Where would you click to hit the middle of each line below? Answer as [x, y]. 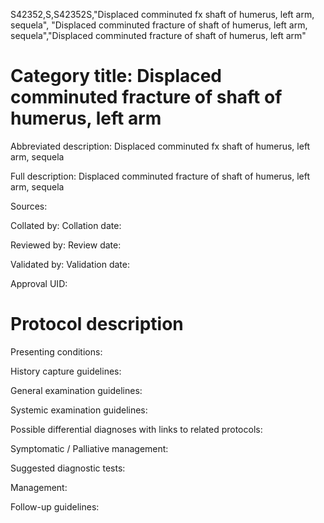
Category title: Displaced [116, 76]
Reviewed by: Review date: [66, 245]
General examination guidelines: [76, 390]
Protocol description [97, 324]
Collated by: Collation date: [66, 225]
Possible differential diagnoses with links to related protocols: [136, 429]
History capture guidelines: [66, 371]
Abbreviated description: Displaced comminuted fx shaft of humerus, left [160, 146]
